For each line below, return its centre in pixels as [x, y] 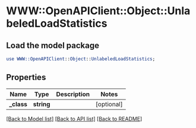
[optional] [109, 104]
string [42, 104]
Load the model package [53, 45]
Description [73, 94]
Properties [26, 77]
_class [18, 104]
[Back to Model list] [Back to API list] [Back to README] [74, 119]
